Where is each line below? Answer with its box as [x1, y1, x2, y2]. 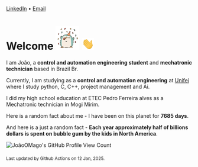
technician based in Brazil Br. [6, 65, 79, 72]
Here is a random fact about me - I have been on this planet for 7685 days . [6, 112, 189, 119]
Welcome [6, 40, 54, 53]
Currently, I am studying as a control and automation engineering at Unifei [6, 76, 189, 83]
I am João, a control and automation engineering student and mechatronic [6, 59, 192, 66]
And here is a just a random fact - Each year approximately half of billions [6, 124, 189, 131]
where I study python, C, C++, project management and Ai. [6, 83, 150, 90]
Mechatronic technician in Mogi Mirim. [6, 101, 100, 108]
